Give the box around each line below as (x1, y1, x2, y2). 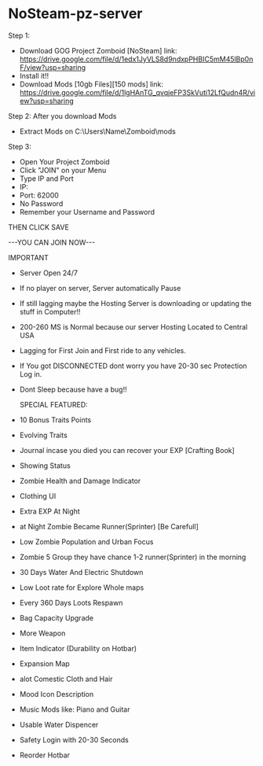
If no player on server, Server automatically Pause (19, 283, 181, 293)
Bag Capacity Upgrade (19, 613, 94, 622)
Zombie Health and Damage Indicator (19, 476, 141, 485)
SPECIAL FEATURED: (19, 400, 88, 409)
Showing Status (19, 461, 71, 470)
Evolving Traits (19, 430, 68, 440)
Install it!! (19, 71, 49, 80)
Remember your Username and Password (19, 207, 155, 216)
